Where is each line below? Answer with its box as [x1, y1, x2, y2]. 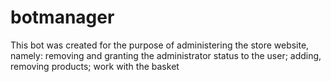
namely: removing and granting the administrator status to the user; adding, [10, 49, 322, 61]
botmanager [10, 6, 115, 29]
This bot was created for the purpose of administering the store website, [10, 39, 310, 51]
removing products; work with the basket [10, 60, 180, 72]
